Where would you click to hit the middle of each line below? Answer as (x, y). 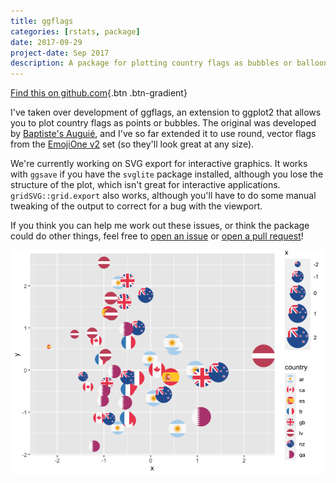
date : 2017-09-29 (46, 42)
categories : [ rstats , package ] (75, 31)
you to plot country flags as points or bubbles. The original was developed (163, 123)
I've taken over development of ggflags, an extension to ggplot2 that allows (166, 112)
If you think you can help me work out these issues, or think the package (160, 226)
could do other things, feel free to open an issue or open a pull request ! (157, 236)
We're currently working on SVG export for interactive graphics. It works (159, 164)
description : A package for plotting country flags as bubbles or (151, 63)
